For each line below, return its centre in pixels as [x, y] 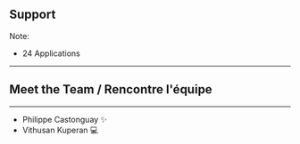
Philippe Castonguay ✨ [64, 119]
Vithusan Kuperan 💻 [60, 130]
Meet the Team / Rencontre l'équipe [111, 89]
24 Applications [51, 53]
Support [33, 15]
